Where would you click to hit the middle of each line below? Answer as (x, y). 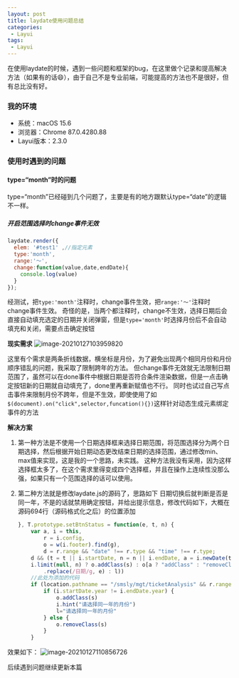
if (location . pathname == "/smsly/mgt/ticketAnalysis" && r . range (131, 585)
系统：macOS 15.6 (44, 123)
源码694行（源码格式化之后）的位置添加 (77, 511)
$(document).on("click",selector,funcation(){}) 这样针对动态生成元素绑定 (118, 404)
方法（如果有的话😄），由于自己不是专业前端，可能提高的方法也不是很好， (115, 77)
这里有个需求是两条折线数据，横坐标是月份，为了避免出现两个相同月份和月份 (119, 359)
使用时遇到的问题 (37, 161)
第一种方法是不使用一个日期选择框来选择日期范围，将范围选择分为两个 (121, 443)
